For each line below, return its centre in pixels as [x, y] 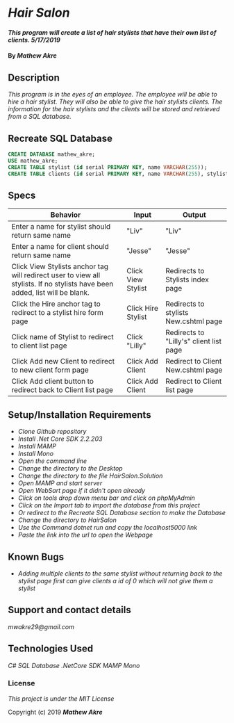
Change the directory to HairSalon [67, 520]
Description [34, 78]
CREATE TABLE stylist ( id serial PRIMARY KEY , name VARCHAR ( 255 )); [108, 167]
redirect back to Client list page [62, 390]
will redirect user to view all [56, 275]
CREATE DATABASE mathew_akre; [52, 154]
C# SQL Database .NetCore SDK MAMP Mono [74, 665]
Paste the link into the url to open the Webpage [85, 535]
